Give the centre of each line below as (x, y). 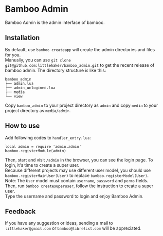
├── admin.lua (19, 83)
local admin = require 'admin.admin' (43, 147)
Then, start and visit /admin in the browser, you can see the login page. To (79, 160)
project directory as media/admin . (38, 110)
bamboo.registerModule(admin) (36, 151)
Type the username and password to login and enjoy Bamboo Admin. (74, 196)
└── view (14, 96)
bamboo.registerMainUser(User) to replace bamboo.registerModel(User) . (77, 175)
